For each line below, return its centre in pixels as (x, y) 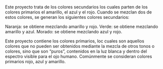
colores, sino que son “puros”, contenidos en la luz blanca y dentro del (76, 51)
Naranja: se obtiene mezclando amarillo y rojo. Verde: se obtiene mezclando (82, 27)
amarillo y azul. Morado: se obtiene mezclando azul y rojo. (64, 32)
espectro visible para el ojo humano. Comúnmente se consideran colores (79, 56)
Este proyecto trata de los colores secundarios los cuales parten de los (76, 7)
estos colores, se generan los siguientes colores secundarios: (67, 17)
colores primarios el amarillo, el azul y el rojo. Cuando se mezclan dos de (79, 12)
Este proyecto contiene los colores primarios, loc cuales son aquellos (75, 41)
